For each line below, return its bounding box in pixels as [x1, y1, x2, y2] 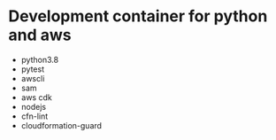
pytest [20, 64, 45, 74]
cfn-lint [20, 111, 49, 121]
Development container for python [8, 6, 268, 27]
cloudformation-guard [20, 120, 103, 130]
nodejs [20, 101, 46, 112]
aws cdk [20, 91, 52, 103]
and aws [8, 25, 72, 45]
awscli [20, 73, 45, 83]
